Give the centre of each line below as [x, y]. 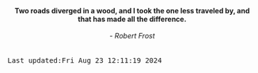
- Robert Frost [132, 36]
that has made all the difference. [132, 19]
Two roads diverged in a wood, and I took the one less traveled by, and [132, 11]
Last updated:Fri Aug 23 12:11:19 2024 [85, 60]
